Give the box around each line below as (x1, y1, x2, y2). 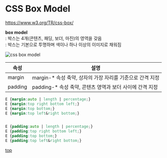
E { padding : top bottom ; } (5, 133, 57, 138)
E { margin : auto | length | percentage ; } (5, 96, 91, 102)
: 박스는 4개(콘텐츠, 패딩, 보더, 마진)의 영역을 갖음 (5, 35, 102, 41)
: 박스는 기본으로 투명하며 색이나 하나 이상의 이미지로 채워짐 (5, 41, 122, 48)
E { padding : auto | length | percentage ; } (5, 124, 93, 129)
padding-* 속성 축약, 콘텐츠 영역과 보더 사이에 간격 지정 (32, 83, 158, 90)
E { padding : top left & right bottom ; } (5, 138, 82, 143)
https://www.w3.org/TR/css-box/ (5, 20, 74, 26)
